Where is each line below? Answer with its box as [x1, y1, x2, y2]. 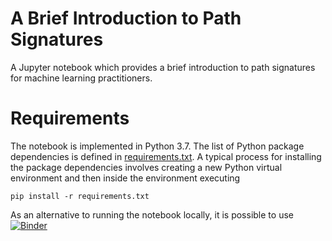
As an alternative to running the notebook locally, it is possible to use [10, 208, 294, 221]
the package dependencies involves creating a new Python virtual [10, 161, 283, 173]
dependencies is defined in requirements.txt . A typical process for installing [10, 150, 322, 162]
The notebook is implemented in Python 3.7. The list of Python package [10, 140, 305, 152]
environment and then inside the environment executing [10, 172, 241, 184]
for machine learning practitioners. [10, 72, 153, 84]
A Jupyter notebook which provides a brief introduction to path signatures [10, 61, 316, 73]
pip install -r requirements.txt [10, 191, 150, 201]
